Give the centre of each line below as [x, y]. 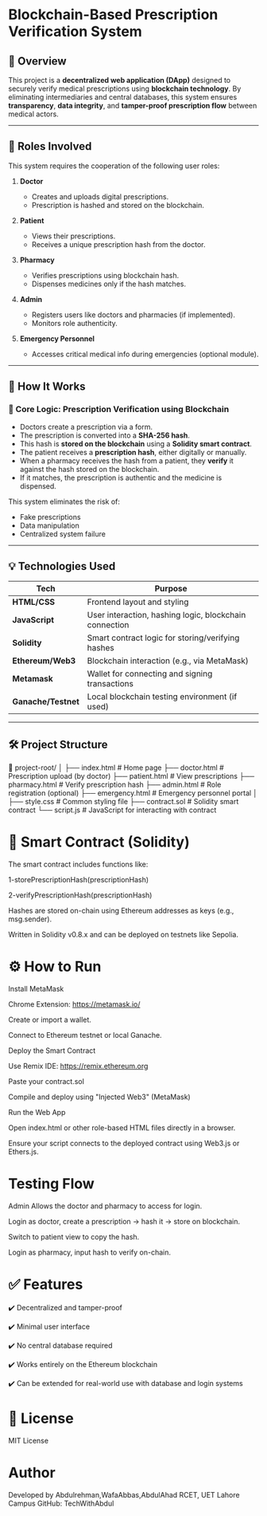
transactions [110, 684]
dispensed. [38, 486]
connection [108, 625]
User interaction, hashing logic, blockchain [166, 615]
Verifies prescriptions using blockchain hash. [105, 275]
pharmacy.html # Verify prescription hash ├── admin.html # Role [115, 785]
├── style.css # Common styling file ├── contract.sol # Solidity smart [124, 802]
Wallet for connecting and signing [150, 674]
